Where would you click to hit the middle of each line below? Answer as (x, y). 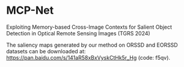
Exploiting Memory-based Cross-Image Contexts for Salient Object (89, 27)
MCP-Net (30, 10)
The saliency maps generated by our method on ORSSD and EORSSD (92, 45)
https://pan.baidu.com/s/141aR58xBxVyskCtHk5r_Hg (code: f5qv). (88, 57)
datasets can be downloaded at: (46, 51)
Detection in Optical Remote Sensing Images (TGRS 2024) (78, 33)
